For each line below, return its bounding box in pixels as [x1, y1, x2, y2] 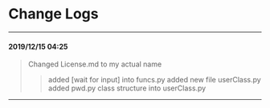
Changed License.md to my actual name [27, 59, 162, 69]
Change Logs [8, 5, 99, 23]
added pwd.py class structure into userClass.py [47, 83, 207, 93]
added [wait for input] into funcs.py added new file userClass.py [47, 75, 261, 85]
